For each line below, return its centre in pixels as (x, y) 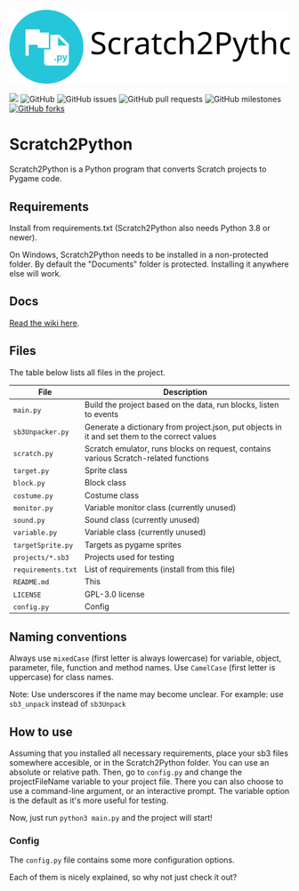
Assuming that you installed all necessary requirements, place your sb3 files (149, 753)
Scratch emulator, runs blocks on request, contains (178, 448)
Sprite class (106, 470)
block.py (29, 484)
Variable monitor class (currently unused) (160, 507)
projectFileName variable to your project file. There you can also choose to (146, 782)
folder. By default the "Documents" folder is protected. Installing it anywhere (149, 264)
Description (185, 392)
